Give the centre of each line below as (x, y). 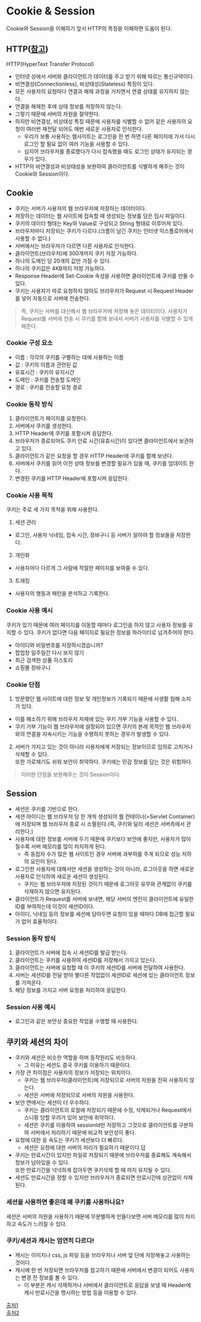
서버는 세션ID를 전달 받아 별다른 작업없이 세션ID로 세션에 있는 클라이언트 (99, 975)
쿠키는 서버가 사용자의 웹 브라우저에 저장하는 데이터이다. (81, 208)
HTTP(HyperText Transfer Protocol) (50, 64)
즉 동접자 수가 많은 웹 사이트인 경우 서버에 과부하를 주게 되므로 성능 (102, 854)
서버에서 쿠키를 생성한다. (44, 426)
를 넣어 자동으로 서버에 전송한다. (52, 298)
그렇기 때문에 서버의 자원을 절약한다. (57, 114)
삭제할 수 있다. (32, 755)
